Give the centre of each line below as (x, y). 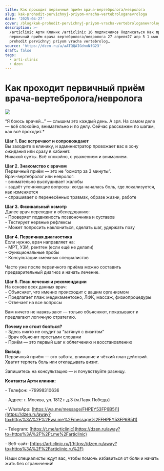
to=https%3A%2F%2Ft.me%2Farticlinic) (46, 434)
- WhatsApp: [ (19, 409)
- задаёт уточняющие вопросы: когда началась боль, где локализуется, (80, 187)
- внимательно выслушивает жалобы (44, 182)
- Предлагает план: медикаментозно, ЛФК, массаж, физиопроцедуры (78, 297)
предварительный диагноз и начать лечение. (52, 272)
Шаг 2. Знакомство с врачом (36, 166)
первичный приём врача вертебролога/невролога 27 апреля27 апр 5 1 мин (84, 37)
